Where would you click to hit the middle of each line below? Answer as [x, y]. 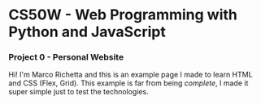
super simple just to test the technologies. [78, 92]
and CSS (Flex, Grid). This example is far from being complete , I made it [128, 83]
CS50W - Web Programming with [123, 15]
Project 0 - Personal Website [66, 57]
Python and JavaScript [87, 32]
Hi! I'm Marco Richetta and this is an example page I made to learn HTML [131, 75]
